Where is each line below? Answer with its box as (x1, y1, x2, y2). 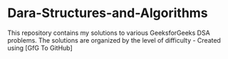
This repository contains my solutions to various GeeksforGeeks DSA (7, 28, 210, 37)
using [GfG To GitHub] (7, 43, 73, 52)
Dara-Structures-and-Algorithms (7, 5, 208, 21)
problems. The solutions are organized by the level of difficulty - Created (7, 36, 221, 44)
